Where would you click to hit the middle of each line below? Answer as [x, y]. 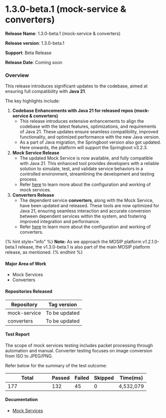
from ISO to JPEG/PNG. [29, 356]
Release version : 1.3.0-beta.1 [35, 43]
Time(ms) [131, 378]
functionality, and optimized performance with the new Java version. [90, 137]
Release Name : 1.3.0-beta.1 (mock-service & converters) [63, 33]
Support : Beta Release [28, 53]
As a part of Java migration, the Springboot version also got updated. [90, 142]
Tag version [63, 304]
